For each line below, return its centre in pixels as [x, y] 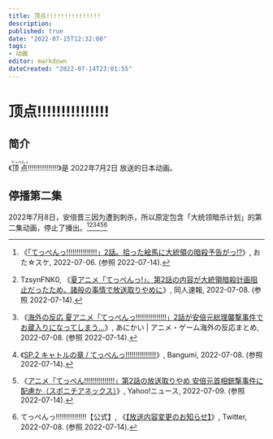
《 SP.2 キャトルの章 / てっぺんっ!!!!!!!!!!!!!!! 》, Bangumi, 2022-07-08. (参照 [141, 355]
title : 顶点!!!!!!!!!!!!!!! [55, 16]
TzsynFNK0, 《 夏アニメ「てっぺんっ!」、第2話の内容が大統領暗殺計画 [135, 280]
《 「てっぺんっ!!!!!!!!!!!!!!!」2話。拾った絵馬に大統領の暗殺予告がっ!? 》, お [141, 252]
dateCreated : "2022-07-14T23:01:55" [70, 69]
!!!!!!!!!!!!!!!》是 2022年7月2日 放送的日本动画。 [102, 167]
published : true [36, 31]
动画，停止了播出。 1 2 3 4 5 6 [65, 227]
